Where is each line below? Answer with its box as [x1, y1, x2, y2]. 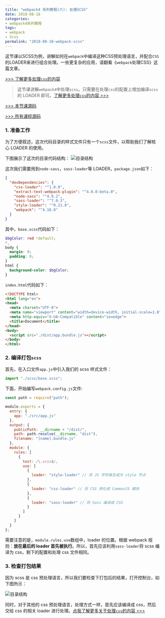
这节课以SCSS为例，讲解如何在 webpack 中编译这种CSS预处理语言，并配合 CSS [5, 53, 159, 59]
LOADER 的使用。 [10, 145, 46, 151]
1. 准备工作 [5, 127, 30, 133]
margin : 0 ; [9, 250, 32, 255]
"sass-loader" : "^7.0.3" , [14, 198, 67, 204]
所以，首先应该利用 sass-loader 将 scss [76, 543, 155, 549]
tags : [5, 26, 16, 30]
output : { [9, 422, 29, 427]
